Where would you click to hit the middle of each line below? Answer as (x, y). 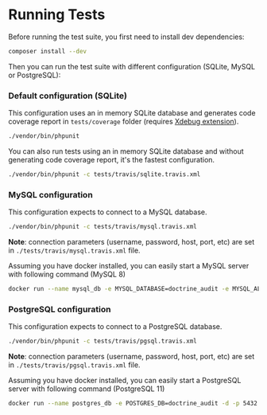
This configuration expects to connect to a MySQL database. (108, 212)
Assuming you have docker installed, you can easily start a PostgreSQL (125, 381)
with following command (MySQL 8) (67, 274)
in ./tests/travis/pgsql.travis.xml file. (74, 365)
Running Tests (57, 15)
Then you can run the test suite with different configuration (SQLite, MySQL (132, 66)
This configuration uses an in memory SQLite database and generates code (132, 113)
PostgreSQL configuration (60, 309)
